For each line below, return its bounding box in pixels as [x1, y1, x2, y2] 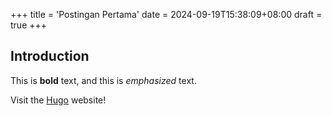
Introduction [10, 48, 90, 65]
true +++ [10, 19, 48, 31]
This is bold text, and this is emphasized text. [10, 74, 197, 86]
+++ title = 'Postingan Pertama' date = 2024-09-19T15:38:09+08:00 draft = [10, 9, 323, 20]
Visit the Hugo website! [10, 94, 107, 106]
